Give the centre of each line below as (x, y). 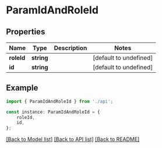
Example (22, 88)
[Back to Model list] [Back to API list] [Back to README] (73, 139)
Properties (26, 32)
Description (71, 48)
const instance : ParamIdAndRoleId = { (53, 112)
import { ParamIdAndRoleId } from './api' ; (60, 101)
